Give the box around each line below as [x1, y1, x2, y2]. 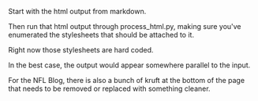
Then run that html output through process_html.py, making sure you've [8, 22, 242, 31]
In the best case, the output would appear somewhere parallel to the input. [8, 60, 251, 70]
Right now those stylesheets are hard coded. [8, 45, 154, 54]
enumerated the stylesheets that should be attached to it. [8, 31, 195, 39]
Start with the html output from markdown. [8, 7, 147, 16]
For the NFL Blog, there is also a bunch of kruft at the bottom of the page [8, 76, 245, 85]
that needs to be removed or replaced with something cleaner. [8, 84, 211, 93]
